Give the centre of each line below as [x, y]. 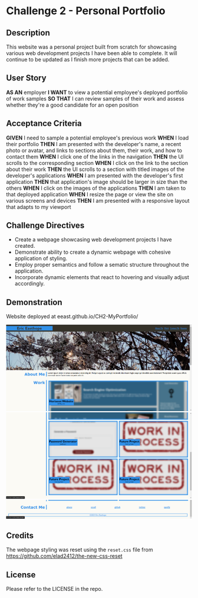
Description [28, 33]
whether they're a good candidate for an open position [72, 105]
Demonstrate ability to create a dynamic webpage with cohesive [93, 252]
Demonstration [34, 302]
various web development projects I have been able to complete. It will [92, 53]
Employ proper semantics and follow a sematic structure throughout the [102, 265]
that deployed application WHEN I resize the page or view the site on [90, 194]
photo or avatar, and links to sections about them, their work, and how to [94, 150]
